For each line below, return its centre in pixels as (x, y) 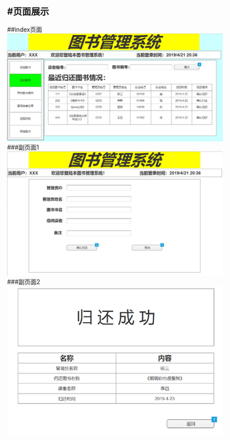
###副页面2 (24, 282)
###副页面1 (23, 147)
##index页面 (25, 29)
